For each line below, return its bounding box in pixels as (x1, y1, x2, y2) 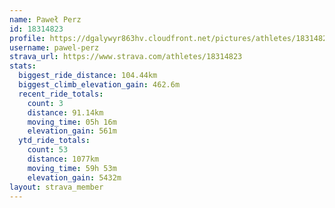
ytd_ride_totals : (18, 136, 91, 146)
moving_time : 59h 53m (27, 163, 117, 173)
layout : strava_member (9, 182, 104, 192)
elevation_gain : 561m (27, 126, 117, 136)
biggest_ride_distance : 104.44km (18, 71, 158, 81)
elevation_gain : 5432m (27, 172, 122, 183)
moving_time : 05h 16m (27, 117, 117, 127)
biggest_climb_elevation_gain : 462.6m (18, 80, 181, 90)
